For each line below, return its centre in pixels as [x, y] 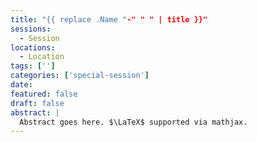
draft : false [37, 103]
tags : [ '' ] [33, 66]
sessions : [31, 29]
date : [21, 85]
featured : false [44, 94]
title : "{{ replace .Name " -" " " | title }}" [109, 19]
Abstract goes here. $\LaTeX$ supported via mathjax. [133, 122]
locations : [33, 47]
